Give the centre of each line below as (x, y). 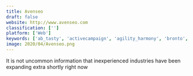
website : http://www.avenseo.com (47, 22)
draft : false (22, 17)
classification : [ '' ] (33, 28)
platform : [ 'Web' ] (29, 33)
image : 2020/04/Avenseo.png (41, 44)
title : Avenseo (25, 11)
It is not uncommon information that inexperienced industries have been (94, 61)
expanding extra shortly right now (47, 67)
